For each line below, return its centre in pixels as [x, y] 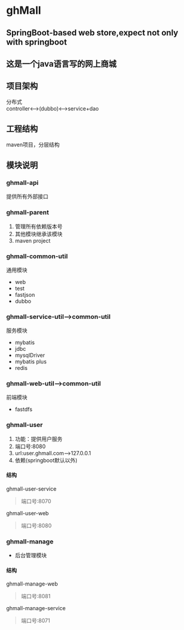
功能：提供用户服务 [39, 438]
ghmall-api [22, 183]
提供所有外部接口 [27, 196]
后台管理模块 [31, 556]
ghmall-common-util [37, 256]
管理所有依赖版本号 [39, 226]
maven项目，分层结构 [33, 144]
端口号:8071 [35, 621]
